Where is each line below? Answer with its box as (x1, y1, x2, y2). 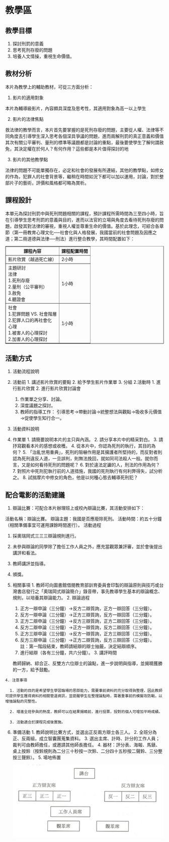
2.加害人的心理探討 (8, 336, 48, 342)
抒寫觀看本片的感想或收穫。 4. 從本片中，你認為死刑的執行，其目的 (12, 443, 152, 449)
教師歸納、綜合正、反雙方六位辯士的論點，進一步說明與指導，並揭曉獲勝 (12, 660, 162, 666)
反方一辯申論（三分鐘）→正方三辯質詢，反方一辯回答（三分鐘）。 (20, 612, 154, 618)
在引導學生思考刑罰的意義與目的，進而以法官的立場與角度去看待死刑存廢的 (5, 217, 159, 223)
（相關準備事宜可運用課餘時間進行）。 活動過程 (5, 522, 102, 528)
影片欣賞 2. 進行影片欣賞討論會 (17, 385, 81, 391)
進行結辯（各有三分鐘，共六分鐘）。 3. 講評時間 (20, 650, 117, 656)
